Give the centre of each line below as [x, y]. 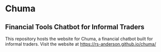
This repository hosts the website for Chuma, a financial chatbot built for [79, 39]
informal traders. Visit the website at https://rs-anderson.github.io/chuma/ [80, 44]
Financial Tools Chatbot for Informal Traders [75, 27]
